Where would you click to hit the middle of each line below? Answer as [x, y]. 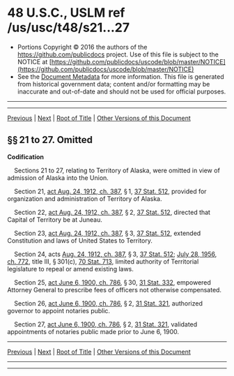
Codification [25, 157]
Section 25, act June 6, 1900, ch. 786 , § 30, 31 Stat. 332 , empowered [112, 282]
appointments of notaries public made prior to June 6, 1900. [93, 331]
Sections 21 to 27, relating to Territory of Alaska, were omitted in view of [117, 170]
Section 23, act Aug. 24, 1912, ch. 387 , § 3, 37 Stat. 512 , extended [107, 233]
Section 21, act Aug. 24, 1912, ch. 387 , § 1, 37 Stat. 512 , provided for [110, 191]
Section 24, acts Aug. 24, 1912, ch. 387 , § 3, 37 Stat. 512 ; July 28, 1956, [115, 254]
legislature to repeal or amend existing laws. [71, 269]
